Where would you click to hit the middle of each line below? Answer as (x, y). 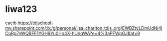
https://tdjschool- (35, 23)
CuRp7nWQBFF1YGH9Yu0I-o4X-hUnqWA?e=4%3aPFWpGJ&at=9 (73, 33)
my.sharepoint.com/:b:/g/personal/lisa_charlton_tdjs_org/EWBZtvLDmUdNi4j (84, 28)
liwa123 (21, 9)
